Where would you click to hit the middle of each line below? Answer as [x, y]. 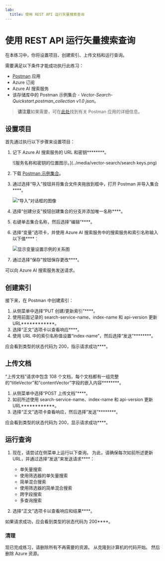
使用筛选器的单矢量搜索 [44, 476]
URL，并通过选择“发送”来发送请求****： [53, 459]
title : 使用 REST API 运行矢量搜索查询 [47, 14]
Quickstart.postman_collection [44, 101]
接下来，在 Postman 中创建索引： [39, 301]
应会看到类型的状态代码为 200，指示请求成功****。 [58, 346]
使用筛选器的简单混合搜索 [46, 488]
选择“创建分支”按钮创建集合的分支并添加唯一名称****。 [69, 211]
